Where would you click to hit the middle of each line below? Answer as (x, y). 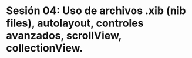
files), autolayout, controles (75, 23)
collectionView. (45, 48)
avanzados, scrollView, (64, 36)
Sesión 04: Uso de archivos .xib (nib (96, 11)
